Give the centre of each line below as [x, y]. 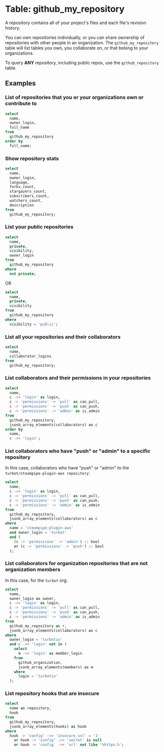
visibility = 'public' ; [34, 324]
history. [13, 28]
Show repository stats [32, 158]
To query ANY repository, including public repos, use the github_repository [82, 63]
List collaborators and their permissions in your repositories [78, 378]
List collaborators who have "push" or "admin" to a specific [78, 451]
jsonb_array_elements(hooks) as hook [48, 726]
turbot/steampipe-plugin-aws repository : [48, 473]
